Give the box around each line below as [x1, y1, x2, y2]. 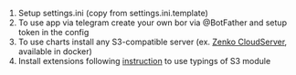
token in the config [17, 27, 90, 37]
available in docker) [17, 46, 93, 57]
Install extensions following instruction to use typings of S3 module [17, 56, 271, 66]
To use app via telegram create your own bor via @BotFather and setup [17, 17, 288, 28]
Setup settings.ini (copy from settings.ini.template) [17, 8, 208, 18]
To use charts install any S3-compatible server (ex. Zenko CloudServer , [17, 36, 288, 47]
